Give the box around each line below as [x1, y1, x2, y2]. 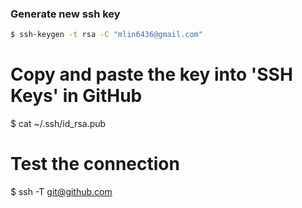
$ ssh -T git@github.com [10, 186, 113, 198]
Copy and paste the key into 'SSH [10, 63, 293, 86]
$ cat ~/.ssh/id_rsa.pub [10, 118, 107, 130]
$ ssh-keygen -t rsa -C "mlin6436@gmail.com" [10, 30, 203, 40]
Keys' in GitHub [10, 85, 143, 107]
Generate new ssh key [10, 7, 121, 21]
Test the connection [10, 153, 180, 176]
